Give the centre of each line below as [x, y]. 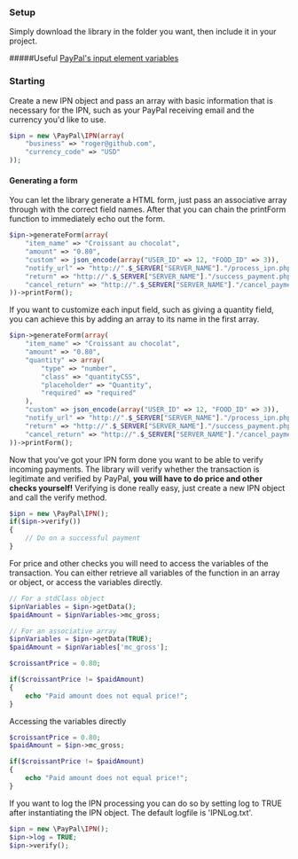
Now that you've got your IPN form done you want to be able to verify [136, 459]
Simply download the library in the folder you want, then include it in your [143, 32]
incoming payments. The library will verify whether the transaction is [134, 469]
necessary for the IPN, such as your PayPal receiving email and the [132, 110]
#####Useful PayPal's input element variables [94, 59]
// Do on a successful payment [83, 538]
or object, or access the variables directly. [86, 582]
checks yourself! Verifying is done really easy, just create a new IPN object [147, 488]
